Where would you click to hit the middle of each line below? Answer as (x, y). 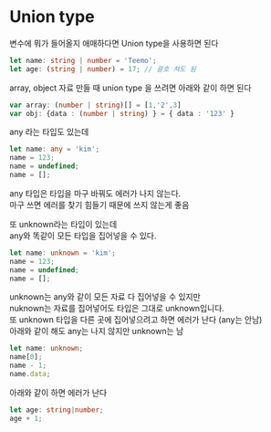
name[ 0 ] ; (26, 357)
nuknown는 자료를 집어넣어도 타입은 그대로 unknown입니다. (117, 309)
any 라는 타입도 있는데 (49, 132)
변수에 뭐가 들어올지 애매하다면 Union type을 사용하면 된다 (114, 43)
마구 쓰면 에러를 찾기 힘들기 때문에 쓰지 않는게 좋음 (99, 205)
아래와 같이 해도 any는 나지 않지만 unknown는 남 (97, 332)
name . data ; (30, 374)
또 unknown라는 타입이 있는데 (63, 224)
